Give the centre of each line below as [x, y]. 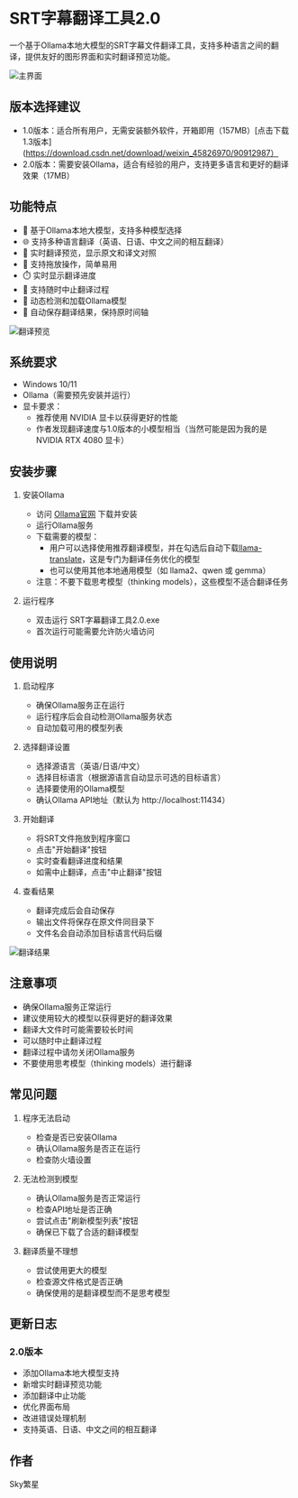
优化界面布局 [46, 1407]
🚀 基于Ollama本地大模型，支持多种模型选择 [102, 230]
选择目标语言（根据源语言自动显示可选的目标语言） [131, 777]
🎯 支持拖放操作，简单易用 [69, 264]
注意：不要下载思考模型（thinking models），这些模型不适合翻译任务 [162, 582]
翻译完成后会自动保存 [75, 911]
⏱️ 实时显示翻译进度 [59, 275]
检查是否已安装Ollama [77, 1137]
